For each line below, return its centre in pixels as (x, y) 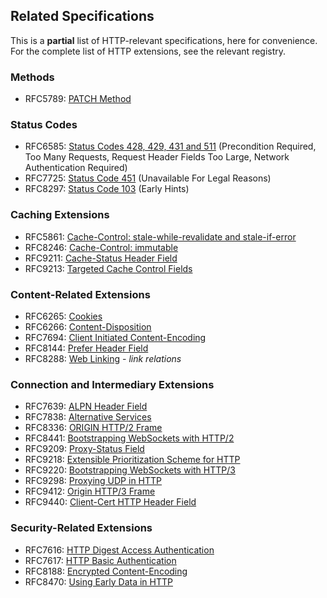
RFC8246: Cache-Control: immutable (101, 247)
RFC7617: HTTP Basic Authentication (100, 560)
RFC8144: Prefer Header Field (86, 348)
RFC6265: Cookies (63, 316)
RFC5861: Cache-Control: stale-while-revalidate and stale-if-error (160, 236)
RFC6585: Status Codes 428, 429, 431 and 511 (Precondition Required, (170, 146)
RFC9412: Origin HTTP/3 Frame (90, 491)
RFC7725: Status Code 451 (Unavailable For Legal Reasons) (148, 178)
